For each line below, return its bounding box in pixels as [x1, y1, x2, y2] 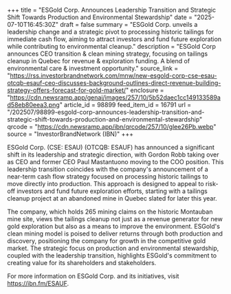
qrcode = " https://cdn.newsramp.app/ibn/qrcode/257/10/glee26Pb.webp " [7, 123, 217, 131]
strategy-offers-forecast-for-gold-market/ [7, 86, 126, 94]
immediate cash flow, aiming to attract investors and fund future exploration [7, 35, 222, 43]
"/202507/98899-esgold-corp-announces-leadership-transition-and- [7, 108, 205, 116]
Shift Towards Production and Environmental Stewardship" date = [7, 13, 193, 21]
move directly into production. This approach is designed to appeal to [7, 180, 204, 188]
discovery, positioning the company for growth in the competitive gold [7, 237, 206, 245]
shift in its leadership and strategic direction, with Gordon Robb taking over [7, 150, 219, 159]
